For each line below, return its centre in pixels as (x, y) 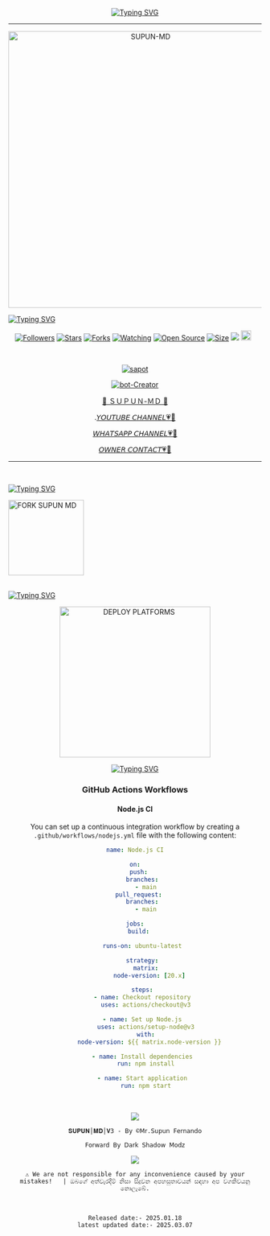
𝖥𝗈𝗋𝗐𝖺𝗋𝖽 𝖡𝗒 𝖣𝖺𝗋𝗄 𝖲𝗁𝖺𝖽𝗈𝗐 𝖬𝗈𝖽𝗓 (135, 1145)
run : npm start (145, 1086)
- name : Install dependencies (142, 1057)
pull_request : (139, 894)
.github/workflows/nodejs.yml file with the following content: (135, 835)
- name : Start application (142, 1078)
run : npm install (146, 1064)
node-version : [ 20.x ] (150, 975)
